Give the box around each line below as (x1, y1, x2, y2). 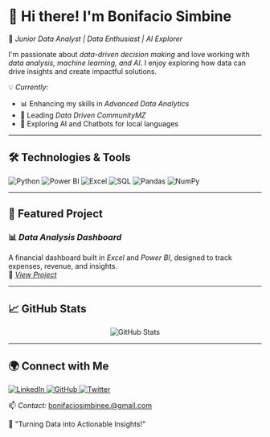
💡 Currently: (8, 82, 49, 92)
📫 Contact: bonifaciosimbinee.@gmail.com (8, 401, 153, 410)
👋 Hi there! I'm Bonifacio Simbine (8, 7, 231, 26)
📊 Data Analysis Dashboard (8, 232, 122, 243)
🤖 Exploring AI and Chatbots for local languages (19, 118, 179, 128)
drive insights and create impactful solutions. (8, 66, 157, 76)
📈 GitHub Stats (8, 302, 87, 315)
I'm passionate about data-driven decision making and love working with (8, 49, 251, 59)
